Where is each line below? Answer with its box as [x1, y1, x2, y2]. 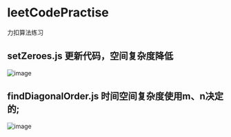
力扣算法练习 [7, 28, 43, 36]
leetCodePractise [7, 5, 109, 21]
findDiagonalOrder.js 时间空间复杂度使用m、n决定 [7, 90, 224, 102]
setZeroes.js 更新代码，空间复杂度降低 [7, 50, 174, 62]
